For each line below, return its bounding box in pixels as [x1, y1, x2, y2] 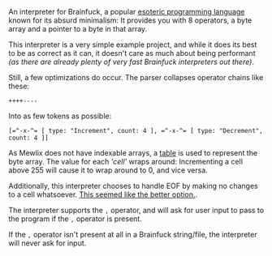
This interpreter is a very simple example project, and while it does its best [8, 40, 257, 49]
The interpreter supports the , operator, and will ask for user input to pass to [8, 206, 265, 215]
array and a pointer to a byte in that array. [8, 24, 148, 33]
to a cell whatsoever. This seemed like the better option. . [8, 190, 197, 199]
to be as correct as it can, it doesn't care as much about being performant [8, 49, 256, 58]
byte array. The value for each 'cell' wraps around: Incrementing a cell [8, 157, 244, 166]
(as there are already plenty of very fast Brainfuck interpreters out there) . [8, 57, 254, 66]
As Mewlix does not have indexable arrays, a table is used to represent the [8, 148, 258, 157]
